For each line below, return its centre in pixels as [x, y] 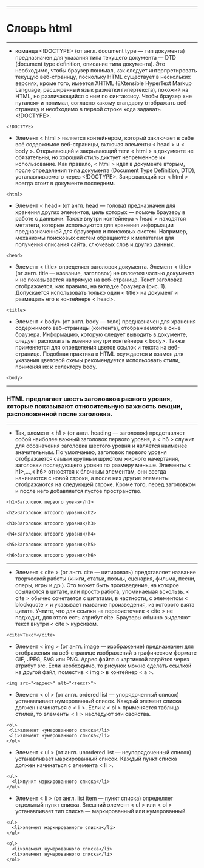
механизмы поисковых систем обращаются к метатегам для [94, 238]
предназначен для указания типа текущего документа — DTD [95, 57]
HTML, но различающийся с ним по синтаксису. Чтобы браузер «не [104, 96]
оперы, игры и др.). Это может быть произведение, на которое [97, 585]
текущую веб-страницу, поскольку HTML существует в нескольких [103, 77]
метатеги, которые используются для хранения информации [94, 225]
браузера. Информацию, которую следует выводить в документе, [101, 334]
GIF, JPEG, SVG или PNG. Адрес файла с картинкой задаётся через [102, 660]
